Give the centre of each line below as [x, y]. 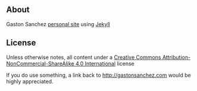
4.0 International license [105, 63]
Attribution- [176, 57]
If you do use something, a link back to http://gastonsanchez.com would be [99, 75]
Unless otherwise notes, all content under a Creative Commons [84, 57]
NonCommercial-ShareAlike [40, 63]
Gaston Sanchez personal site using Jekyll [58, 24]
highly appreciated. [30, 81]
